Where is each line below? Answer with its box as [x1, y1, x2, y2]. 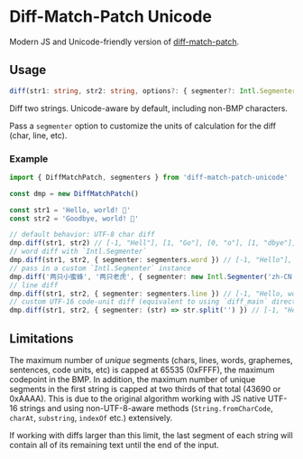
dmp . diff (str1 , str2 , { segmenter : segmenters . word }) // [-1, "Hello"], [9, 256, 293, 265]
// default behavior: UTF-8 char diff [9, 230, 155, 239]
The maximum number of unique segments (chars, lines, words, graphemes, [9, 354, 293, 365]
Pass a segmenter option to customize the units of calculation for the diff [9, 120, 277, 131]
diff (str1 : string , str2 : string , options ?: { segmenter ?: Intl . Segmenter [9, 86, 297, 96]
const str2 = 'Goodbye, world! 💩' [9, 214, 140, 223]
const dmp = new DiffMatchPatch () [9, 189, 140, 198]
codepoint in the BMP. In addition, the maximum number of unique [9, 373, 256, 385]
